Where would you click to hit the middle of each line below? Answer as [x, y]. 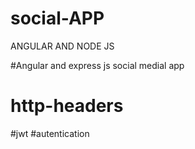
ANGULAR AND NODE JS [62, 46]
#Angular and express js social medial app [97, 65]
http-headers [67, 106]
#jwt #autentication [50, 133]
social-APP [57, 18]
